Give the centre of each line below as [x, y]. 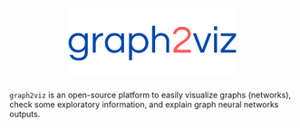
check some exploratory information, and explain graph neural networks [144, 104]
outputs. [25, 114]
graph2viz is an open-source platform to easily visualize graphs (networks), [150, 95]
